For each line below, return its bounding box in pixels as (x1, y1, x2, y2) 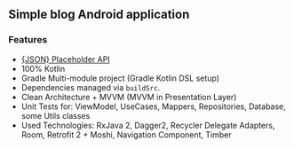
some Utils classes (20, 110, 91, 121)
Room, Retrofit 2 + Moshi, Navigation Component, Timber (20, 129, 232, 140)
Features (8, 34, 48, 46)
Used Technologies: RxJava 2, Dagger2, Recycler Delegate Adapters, (20, 120, 275, 130)
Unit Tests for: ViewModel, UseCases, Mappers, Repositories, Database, (20, 101, 286, 112)
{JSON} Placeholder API (20, 53, 110, 65)
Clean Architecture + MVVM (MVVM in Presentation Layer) (20, 91, 237, 102)
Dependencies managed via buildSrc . (20, 82, 161, 92)
